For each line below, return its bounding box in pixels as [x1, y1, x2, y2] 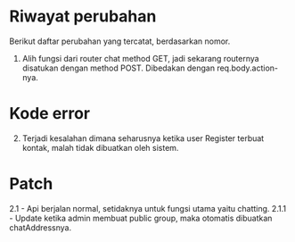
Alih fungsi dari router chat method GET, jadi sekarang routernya [21, 53, 260, 63]
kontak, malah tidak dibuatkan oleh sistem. [21, 142, 179, 153]
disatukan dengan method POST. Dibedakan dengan [21, 63, 216, 73]
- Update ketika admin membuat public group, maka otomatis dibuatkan [9, 213, 273, 223]
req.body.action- [217, 63, 279, 73]
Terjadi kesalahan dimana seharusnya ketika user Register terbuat [21, 132, 265, 144]
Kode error [9, 104, 91, 124]
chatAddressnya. [9, 221, 72, 233]
